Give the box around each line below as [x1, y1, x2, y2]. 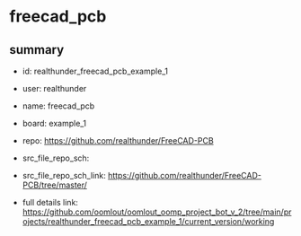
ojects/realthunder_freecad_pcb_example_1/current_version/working [22, 216, 275, 226]
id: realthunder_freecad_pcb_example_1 [22, 66, 169, 76]
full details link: [22, 197, 79, 207]
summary [9, 42, 65, 57]
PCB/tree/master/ [22, 179, 88, 190]
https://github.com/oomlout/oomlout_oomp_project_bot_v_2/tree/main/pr [22, 206, 292, 217]
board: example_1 [22, 118, 87, 128]
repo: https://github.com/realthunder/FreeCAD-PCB [22, 135, 214, 145]
